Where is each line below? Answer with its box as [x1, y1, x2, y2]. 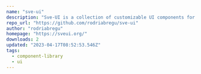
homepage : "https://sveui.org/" [6, 31, 87, 37]
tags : [6, 48, 20, 54]
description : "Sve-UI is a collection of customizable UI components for [6, 14, 196, 20]
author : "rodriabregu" [6, 25, 63, 32]
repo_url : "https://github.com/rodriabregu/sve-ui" [6, 20, 138, 26]
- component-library [11, 53, 63, 59]
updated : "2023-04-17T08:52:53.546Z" [6, 42, 101, 48]
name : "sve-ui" [6, 8, 45, 15]
